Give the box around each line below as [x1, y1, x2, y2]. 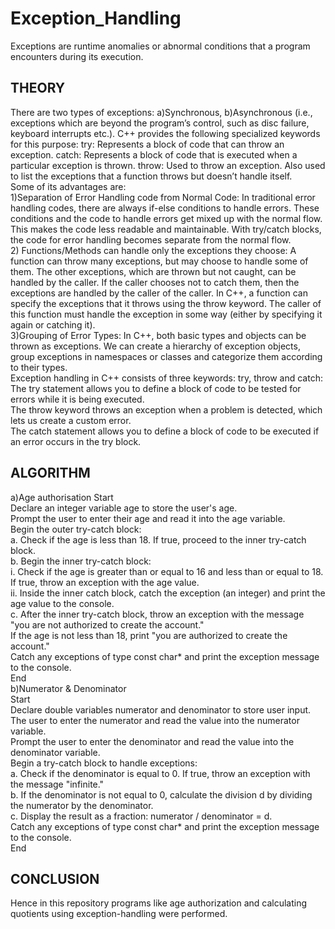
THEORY [10, 80, 66, 97]
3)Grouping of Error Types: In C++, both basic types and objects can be [10, 329, 307, 341]
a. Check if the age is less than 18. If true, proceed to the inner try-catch [10, 533, 307, 546]
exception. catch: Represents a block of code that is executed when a [10, 148, 298, 161]
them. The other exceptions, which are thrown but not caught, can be [10, 265, 297, 277]
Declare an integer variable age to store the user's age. [10, 502, 238, 514]
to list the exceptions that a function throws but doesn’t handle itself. [10, 170, 293, 182]
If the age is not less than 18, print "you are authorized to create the [10, 629, 288, 641]
